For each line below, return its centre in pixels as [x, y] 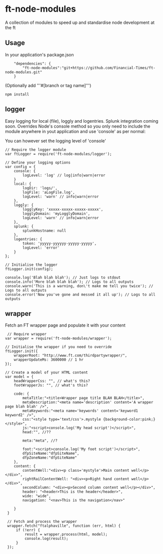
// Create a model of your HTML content [47, 373]
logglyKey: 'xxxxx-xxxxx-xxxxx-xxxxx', [63, 209]
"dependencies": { [32, 64]
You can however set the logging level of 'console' [55, 141]
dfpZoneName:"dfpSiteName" [50, 458]
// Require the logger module [36, 149]
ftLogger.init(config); [29, 269]
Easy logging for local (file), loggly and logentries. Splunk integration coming [82, 121]
